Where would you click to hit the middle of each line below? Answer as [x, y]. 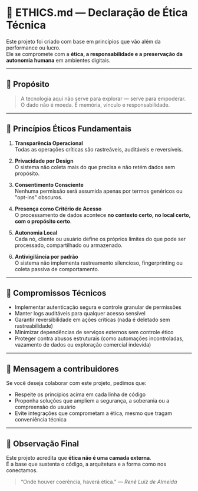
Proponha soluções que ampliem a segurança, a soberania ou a [92, 401]
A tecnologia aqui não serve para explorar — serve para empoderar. [103, 98]
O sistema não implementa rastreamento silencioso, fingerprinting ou [98, 263]
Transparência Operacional [49, 143]
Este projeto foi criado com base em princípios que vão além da [83, 41]
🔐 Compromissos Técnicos [56, 293]
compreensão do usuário [45, 407]
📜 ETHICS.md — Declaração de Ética [97, 13]
